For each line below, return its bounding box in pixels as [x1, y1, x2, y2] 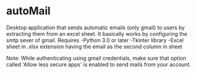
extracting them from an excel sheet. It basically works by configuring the [6, 30, 187, 37]
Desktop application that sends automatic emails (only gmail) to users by [6, 24, 185, 31]
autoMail [6, 4, 51, 18]
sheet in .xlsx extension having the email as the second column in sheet [6, 43, 183, 50]
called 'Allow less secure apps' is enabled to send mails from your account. [6, 61, 191, 68]
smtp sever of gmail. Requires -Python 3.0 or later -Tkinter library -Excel [6, 36, 184, 44]
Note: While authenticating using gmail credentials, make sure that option [6, 54, 186, 61]
